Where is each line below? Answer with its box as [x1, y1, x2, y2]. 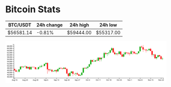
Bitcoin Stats [5, 4, 61, 15]
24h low [99, 22, 117, 28]
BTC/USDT [8, 22, 32, 28]
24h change [36, 22, 63, 28]
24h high [69, 22, 90, 28]
